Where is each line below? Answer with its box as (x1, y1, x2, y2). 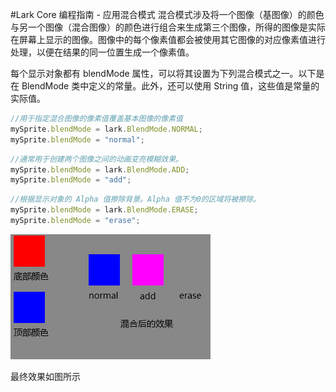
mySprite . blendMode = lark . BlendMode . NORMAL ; (10, 124, 203, 134)
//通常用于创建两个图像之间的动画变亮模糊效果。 (10, 154, 183, 164)
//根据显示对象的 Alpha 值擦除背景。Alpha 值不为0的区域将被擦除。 (10, 194, 261, 205)
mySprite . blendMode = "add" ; (10, 175, 132, 185)
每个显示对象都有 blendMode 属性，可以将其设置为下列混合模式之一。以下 (10, 68, 317, 79)
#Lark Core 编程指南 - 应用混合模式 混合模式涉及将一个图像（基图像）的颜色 (10, 9, 325, 20)
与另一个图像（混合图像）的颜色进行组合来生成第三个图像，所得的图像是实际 (10, 21, 326, 33)
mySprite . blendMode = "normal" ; (10, 134, 145, 145)
